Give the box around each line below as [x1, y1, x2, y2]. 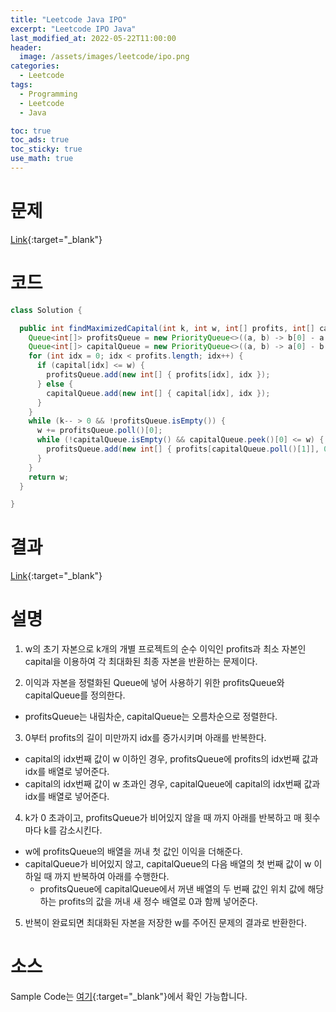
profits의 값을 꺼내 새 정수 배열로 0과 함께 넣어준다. [58, 896, 258, 908]
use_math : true [10, 154, 74, 164]
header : [10, 42, 43, 53]
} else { [36, 379, 74, 389]
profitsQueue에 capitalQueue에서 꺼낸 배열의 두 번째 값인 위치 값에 [39, 883, 306, 895]
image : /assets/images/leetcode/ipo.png [19, 52, 190, 62]
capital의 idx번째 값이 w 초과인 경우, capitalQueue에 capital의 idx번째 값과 [24, 778, 321, 790]
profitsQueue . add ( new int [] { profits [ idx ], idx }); [46, 370, 271, 380]
